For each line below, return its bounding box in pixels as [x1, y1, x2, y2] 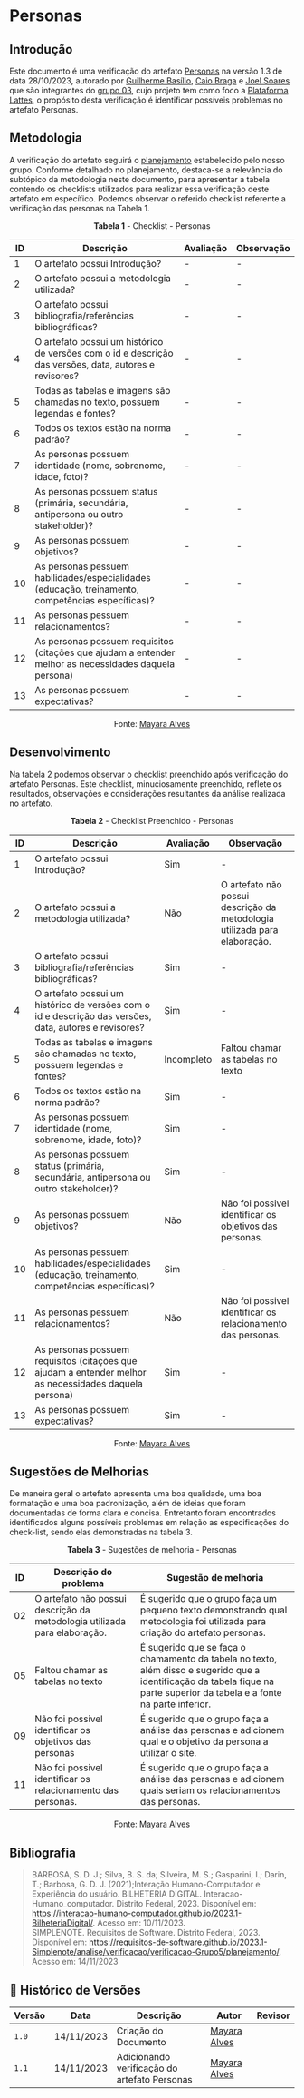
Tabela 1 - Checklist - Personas [93, 220, 211, 231]
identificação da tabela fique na [139, 1675, 274, 1688]
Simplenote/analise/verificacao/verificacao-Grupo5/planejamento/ [31, 1946, 280, 1957]
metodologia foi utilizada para [139, 1615, 267, 1628]
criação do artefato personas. [139, 1626, 266, 1639]
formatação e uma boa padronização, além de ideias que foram [9, 1498, 246, 1509]
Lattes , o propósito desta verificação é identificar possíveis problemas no [9, 94, 283, 105]
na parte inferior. [139, 1698, 211, 1711]
